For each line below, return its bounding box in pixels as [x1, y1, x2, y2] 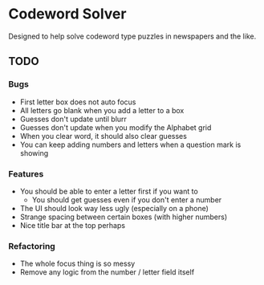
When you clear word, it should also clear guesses [19, 131, 187, 140]
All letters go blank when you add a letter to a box [19, 105, 185, 115]
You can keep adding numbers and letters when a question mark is [19, 140, 242, 149]
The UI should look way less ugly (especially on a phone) [19, 203, 209, 213]
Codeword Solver [8, 5, 127, 23]
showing [19, 148, 49, 157]
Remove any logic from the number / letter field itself [19, 267, 195, 277]
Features [8, 168, 44, 179]
